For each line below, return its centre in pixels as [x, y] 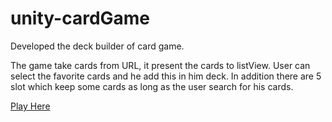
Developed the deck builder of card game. [97, 46]
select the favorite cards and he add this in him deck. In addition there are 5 [166, 76]
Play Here [30, 106]
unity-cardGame [80, 18]
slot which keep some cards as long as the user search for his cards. [152, 86]
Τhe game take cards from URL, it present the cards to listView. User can [160, 65]
